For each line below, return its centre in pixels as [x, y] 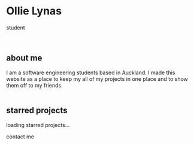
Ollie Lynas [34, 11]
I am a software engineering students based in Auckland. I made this [91, 72]
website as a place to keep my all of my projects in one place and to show [97, 78]
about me [24, 58]
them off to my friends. [34, 85]
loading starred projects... [38, 125]
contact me [20, 137]
